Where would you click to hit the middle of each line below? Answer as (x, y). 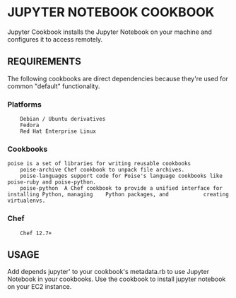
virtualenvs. (26, 201)
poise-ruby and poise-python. (52, 182)
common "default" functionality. (54, 86)
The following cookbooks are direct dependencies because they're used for (118, 78)
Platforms (25, 105)
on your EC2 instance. (40, 287)
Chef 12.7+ (36, 233)
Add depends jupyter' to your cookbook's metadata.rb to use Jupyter (108, 272)
